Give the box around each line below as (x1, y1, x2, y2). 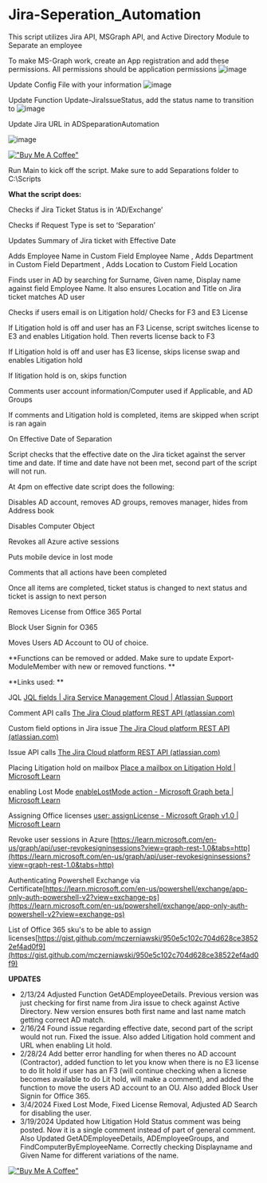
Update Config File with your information (8, 80, 142, 89)
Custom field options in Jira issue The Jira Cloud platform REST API (8, 723, 230, 733)
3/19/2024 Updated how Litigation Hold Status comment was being (19, 1116, 241, 1126)
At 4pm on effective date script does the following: (8, 481, 175, 491)
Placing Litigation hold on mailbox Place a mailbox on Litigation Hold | (8, 763, 237, 772)
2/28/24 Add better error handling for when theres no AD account (19, 1048, 237, 1058)
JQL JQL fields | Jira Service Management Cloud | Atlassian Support (8, 692, 234, 702)
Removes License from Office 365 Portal (8, 607, 142, 616)
